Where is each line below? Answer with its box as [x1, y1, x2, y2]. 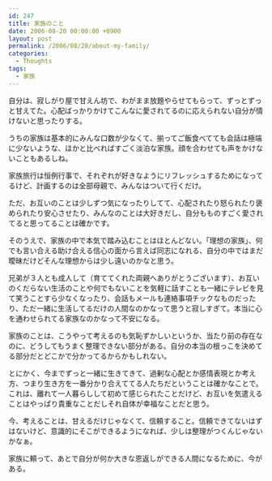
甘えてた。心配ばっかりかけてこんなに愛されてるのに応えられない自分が [15, 105, 257, 115]
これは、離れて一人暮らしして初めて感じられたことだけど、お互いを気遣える [8, 389, 263, 398]
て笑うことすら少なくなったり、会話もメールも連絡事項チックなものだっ [8, 293, 249, 303]
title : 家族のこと [8, 19, 65, 28]
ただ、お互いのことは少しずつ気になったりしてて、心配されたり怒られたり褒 [8, 198, 263, 208]
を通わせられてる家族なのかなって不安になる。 [8, 313, 164, 323]
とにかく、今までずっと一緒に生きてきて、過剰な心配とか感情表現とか [8, 368, 242, 378]
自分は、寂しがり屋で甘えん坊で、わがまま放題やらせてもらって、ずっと [8, 95, 249, 105]
